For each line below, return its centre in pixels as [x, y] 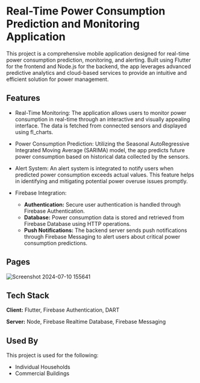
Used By [22, 340]
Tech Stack [28, 295]
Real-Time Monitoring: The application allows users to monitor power [101, 112]
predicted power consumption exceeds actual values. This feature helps [105, 175]
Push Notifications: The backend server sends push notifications [105, 230]
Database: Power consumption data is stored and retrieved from [104, 217]
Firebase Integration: [41, 193]
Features [23, 98]
